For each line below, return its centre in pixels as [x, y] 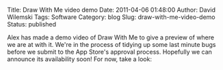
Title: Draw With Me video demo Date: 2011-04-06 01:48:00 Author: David [111, 10]
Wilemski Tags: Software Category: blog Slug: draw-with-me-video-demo [111, 17]
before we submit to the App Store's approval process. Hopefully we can [109, 52]
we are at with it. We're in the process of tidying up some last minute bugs [112, 45]
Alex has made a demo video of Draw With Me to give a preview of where [110, 37]
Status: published [32, 24]
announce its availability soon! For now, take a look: [80, 59]
